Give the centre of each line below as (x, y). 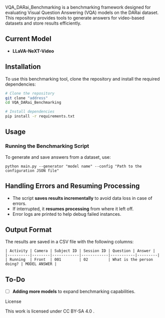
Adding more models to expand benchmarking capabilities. (74, 291)
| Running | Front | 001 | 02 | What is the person (79, 260)
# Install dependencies (30, 112)
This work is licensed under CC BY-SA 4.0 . (50, 311)
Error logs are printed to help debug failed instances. (67, 214)
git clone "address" (27, 98)
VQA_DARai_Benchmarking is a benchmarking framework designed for (78, 7)
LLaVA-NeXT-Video (33, 51)
